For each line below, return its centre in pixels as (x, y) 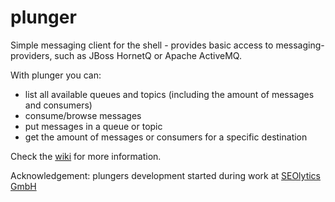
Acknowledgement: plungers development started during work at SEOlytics (166, 175)
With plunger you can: (56, 75)
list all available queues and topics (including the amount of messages (169, 94)
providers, (31, 55)
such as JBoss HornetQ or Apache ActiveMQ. (148, 55)
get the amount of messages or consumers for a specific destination (166, 137)
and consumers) (58, 105)
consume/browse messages (83, 115)
